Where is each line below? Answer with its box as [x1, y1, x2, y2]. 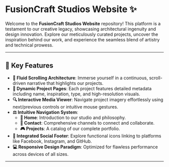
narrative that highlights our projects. [27, 80, 104, 86]
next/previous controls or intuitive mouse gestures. [12, 103, 118, 109]
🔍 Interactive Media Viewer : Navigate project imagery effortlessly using [12, 96, 163, 102]
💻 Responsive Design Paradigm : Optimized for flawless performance [12, 144, 158, 150]
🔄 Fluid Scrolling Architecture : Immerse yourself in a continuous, [12, 75, 148, 81]
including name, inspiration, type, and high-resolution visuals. [12, 91, 141, 97]
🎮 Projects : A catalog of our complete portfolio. [20, 125, 120, 132]
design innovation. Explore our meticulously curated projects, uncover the [5, 31, 158, 37]
